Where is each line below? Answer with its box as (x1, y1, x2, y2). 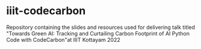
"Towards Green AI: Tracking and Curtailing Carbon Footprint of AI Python (6, 30, 190, 37)
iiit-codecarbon (6, 4, 86, 18)
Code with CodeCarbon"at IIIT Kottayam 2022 (6, 36, 120, 43)
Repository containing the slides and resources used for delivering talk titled (6, 24, 196, 31)
